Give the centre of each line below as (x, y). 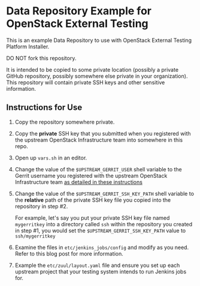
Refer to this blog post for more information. (69, 253)
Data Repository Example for (79, 11)
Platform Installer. (28, 47)
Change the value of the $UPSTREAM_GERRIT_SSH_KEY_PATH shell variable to (104, 193)
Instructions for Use (44, 108)
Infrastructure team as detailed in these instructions (78, 182)
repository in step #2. (41, 206)
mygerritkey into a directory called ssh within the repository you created (104, 224)
